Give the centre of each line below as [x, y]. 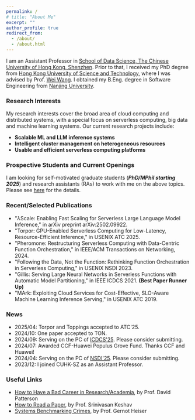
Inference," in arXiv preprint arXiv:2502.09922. [71, 224]
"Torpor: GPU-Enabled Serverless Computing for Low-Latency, [90, 231]
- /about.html [28, 45]
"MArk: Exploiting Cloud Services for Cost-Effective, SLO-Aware [92, 293]
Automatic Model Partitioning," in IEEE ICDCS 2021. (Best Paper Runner [101, 280]
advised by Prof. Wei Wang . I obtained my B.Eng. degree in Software [88, 79]
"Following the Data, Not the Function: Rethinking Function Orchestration [102, 262]
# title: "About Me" [31, 17]
